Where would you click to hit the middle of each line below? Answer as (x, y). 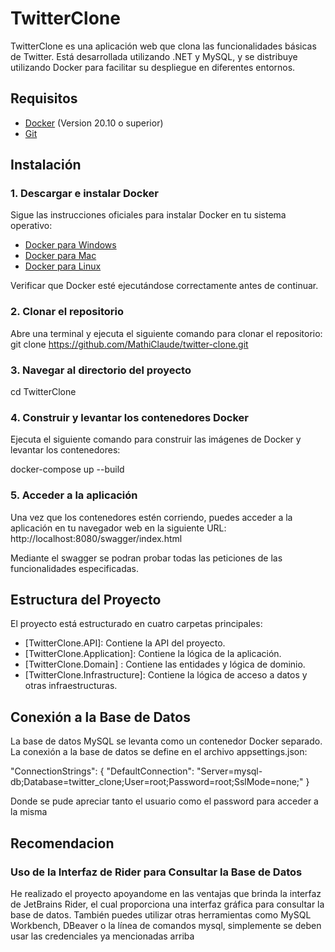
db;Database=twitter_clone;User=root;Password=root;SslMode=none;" (157, 782)
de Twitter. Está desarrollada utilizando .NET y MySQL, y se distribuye (154, 56)
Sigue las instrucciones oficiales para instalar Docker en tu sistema (148, 215)
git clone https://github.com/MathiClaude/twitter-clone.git (129, 344)
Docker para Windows (70, 245)
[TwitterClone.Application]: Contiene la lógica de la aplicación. (153, 654)
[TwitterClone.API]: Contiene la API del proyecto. (125, 643)
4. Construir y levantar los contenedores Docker (129, 417)
